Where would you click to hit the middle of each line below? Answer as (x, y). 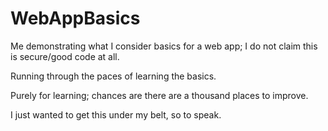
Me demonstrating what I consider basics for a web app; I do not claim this (164, 46)
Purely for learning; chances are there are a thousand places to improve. (159, 95)
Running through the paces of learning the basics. (113, 76)
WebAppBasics (75, 18)
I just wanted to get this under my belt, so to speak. (116, 114)
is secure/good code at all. (65, 56)
